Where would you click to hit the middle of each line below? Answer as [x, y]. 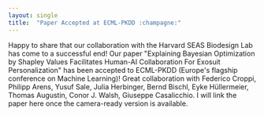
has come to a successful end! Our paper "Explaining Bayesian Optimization [132, 53]
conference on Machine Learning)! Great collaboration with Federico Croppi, [132, 78]
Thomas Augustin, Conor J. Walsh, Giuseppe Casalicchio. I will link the [123, 95]
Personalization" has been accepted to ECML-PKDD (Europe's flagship [123, 70]
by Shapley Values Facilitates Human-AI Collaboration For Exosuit [114, 62]
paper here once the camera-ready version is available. [98, 103]
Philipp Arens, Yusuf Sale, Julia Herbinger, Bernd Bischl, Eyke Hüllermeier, [129, 86]
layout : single [33, 15]
